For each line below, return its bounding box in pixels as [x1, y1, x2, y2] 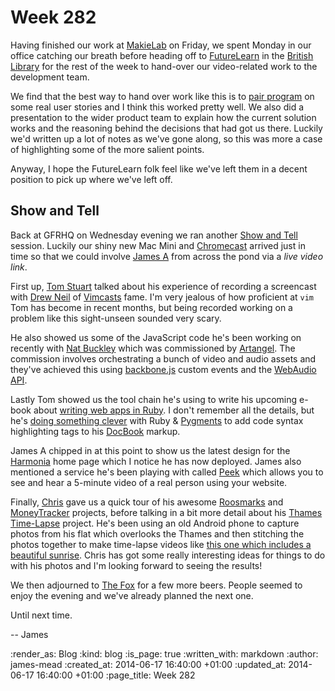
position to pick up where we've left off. [10, 173, 173, 185]
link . [10, 261, 28, 273]
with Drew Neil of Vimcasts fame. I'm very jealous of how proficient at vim [10, 291, 315, 303]
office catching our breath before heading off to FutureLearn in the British [10, 49, 314, 61]
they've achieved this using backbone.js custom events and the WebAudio [10, 363, 317, 375]
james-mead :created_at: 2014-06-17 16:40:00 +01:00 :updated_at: [10, 658, 287, 670]
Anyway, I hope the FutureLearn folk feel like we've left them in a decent [10, 162, 308, 175]
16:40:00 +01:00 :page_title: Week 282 [36, 669, 196, 681]
